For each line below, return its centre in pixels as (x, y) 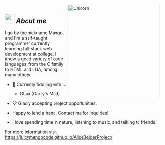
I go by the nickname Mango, (35, 33)
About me (31, 21)
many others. (18, 74)
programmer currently (27, 43)
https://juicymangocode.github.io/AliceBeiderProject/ (59, 137)
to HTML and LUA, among (31, 69)
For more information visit (31, 132)
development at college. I (31, 54)
